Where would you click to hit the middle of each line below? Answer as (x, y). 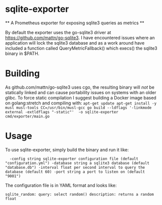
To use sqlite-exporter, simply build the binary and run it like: (67, 150)
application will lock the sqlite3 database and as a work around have (75, 43)
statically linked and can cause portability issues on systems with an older (81, 92)
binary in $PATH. (22, 53)
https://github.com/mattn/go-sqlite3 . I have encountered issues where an (80, 38)
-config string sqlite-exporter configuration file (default (74, 159)
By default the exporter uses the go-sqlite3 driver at (58, 32)
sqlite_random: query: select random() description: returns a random (80, 194)
